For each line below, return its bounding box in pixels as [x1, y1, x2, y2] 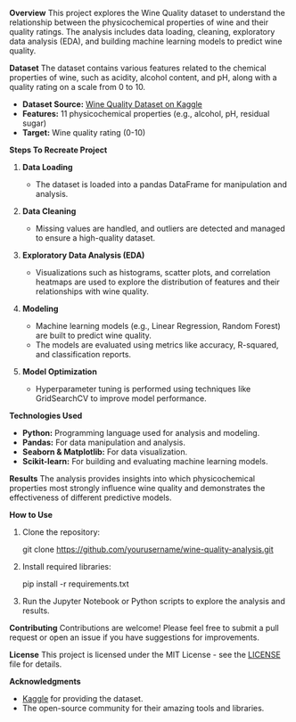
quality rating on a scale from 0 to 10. [9, 82, 145, 92]
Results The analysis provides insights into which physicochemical [9, 473, 256, 484]
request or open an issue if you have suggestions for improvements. [9, 632, 260, 643]
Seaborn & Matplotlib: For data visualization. [21, 447, 188, 457]
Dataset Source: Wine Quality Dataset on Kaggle [21, 99, 202, 110]
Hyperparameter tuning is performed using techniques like [35, 383, 251, 394]
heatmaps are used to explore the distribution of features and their [35, 276, 281, 287]
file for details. [9, 659, 62, 669]
